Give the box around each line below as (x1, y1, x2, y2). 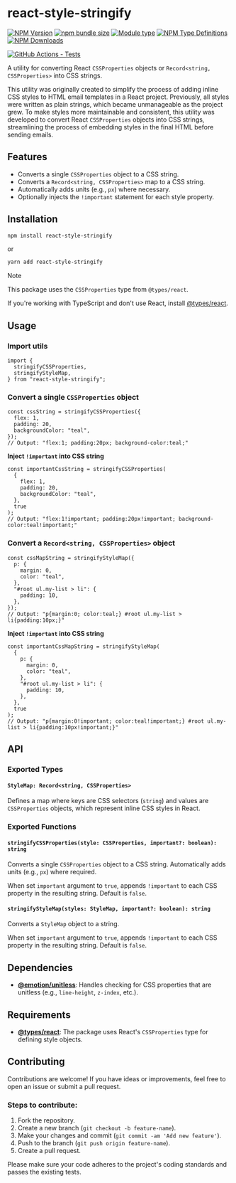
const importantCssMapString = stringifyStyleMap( (7, 642, 160, 650)
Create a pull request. (17, 1147, 82, 1155)
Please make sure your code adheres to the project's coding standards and (7, 1160, 227, 1169)
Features (7, 151, 47, 163)
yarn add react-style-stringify (7, 258, 103, 266)
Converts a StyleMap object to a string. (7, 920, 120, 928)
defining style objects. (17, 1035, 83, 1044)
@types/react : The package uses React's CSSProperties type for (17, 1028, 208, 1036)
